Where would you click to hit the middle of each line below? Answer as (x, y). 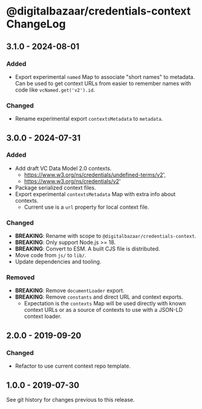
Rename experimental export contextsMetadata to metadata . (89, 119)
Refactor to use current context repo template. (73, 366)
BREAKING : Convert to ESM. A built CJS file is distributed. (87, 249)
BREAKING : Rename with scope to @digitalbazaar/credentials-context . (106, 236)
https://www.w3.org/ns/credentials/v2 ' (72, 181)
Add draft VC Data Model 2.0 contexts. (63, 168)
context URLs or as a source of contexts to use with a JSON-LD (103, 310)
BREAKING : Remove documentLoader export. (70, 291)
